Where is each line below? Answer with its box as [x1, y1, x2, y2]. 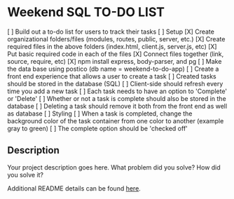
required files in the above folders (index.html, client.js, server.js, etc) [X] [7, 42, 217, 50]
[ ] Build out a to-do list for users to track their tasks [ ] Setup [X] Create [7, 27, 215, 36]
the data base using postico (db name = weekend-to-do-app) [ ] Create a [7, 64, 219, 73]
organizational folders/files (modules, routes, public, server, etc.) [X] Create [7, 34, 226, 43]
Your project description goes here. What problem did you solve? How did [7, 163, 221, 172]
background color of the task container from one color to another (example [7, 116, 224, 125]
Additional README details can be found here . [7, 184, 142, 193]
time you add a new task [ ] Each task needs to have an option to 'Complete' [7, 87, 228, 95]
